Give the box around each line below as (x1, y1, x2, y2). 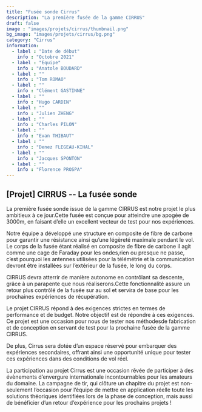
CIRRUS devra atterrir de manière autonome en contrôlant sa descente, (6, 273, 184, 281)
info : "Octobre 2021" (17, 54, 75, 60)
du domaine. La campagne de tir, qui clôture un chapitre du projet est (6, 379, 180, 387)
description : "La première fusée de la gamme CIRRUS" (6, 15, 146, 21)
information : (6, 43, 39, 49)
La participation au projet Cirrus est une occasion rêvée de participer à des (6, 367, 194, 374)
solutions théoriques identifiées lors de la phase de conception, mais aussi (6, 392, 193, 400)
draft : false (6, 20, 39, 26)
